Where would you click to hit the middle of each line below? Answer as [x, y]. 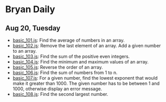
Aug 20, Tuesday [33, 28]
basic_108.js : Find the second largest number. [60, 94]
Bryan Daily [30, 9]
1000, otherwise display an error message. [57, 89]
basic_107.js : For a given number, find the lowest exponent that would [85, 78]
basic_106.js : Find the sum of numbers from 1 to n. [65, 73]
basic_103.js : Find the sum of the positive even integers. [71, 56]
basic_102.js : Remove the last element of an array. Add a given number [87, 46]
